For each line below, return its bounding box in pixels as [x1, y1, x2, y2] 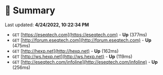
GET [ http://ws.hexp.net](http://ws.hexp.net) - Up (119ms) [12, 53, 133, 60]
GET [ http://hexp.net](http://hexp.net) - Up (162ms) [12, 48, 119, 54]
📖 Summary [5, 5, 55, 16]
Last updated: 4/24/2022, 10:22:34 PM [5, 22, 89, 28]
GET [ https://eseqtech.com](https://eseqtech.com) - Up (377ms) [12, 31, 147, 38]
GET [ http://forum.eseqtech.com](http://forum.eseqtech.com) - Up [12, 37, 152, 43]
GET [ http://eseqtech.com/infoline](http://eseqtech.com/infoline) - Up [12, 59, 158, 65]
